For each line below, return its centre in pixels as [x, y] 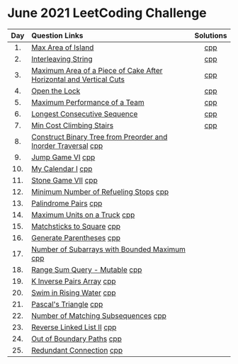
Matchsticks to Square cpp [76, 226]
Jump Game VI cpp [63, 157]
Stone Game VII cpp [64, 180]
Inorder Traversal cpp [67, 145]
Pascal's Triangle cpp [67, 304]
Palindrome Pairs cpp [67, 203]
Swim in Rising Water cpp [74, 292]
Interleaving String [62, 59]
